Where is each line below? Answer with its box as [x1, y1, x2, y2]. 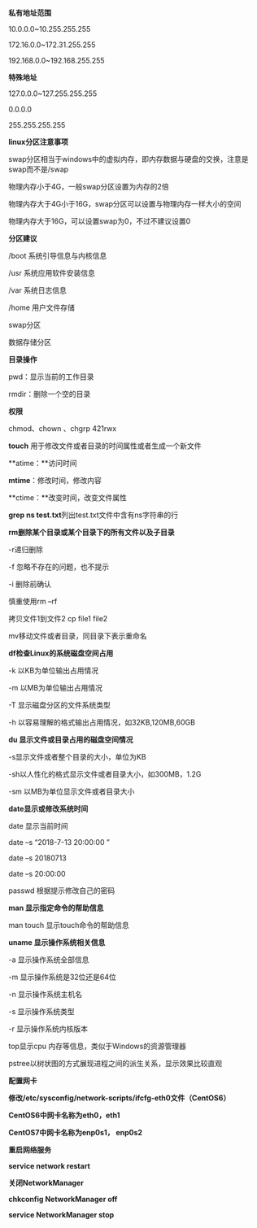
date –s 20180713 [8, 853, 67, 863]
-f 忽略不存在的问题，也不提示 [8, 562, 110, 572]
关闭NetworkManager [8, 1178, 84, 1187]
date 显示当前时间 [8, 821, 68, 830]
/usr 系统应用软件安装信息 [8, 268, 95, 277]
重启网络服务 [8, 1145, 51, 1154]
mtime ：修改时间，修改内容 [8, 476, 102, 485]
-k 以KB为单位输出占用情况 [8, 666, 99, 675]
